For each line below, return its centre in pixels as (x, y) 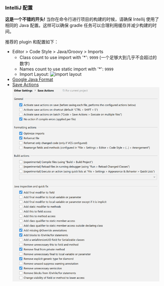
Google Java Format (33, 80)
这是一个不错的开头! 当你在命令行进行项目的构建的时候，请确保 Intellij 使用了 (82, 19)
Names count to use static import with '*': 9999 (66, 69)
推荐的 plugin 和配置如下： (32, 42)
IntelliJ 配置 (19, 7)
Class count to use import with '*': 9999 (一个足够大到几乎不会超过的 (88, 58)
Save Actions (25, 85)
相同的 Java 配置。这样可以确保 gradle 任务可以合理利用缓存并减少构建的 (79, 25)
